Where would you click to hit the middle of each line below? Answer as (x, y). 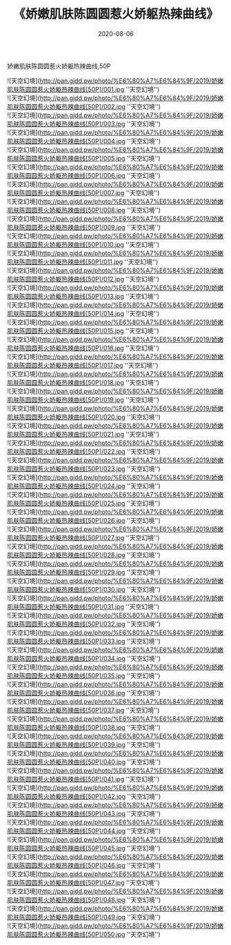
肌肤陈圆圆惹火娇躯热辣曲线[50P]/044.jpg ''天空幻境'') (84, 830)
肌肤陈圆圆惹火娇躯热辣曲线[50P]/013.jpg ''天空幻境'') (83, 296)
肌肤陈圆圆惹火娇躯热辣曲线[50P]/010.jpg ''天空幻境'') (83, 244)
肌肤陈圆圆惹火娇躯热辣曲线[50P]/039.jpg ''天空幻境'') (84, 744)
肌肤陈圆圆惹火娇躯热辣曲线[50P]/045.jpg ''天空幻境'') (84, 848)
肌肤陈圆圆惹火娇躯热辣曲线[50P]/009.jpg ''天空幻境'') (84, 227)
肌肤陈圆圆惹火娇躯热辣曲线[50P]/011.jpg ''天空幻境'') (83, 261)
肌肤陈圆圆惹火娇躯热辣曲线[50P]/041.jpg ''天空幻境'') (83, 779)
